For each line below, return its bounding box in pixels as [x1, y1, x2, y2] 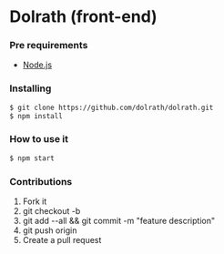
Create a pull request [22, 235, 102, 245]
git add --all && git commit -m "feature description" [22, 216, 216, 226]
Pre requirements [9, 39, 88, 52]
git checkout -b [22, 206, 81, 216]
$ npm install [9, 111, 64, 120]
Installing [9, 82, 52, 95]
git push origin [22, 225, 77, 236]
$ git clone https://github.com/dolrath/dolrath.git [9, 103, 214, 112]
